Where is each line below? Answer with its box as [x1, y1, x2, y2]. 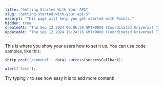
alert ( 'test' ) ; [5, 66, 36, 71]
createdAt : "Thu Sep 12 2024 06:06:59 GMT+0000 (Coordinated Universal [5, 25, 154, 30]
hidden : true [5, 20, 32, 26]
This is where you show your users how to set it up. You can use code [5, 43, 146, 49]
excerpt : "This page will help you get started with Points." [5, 16, 134, 21]
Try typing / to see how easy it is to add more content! [5, 75, 115, 81]
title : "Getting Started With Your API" [5, 7, 89, 12]
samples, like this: [5, 48, 41, 54]
